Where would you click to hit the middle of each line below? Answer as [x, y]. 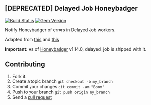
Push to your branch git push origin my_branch [61, 92]
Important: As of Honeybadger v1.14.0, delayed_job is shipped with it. [76, 49]
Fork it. [19, 76]
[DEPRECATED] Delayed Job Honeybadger [71, 9]
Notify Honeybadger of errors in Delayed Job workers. [60, 30]
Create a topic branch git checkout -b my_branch [62, 81]
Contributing [25, 65]
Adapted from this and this [32, 39]
